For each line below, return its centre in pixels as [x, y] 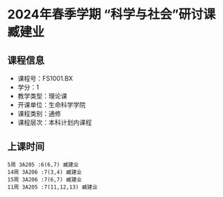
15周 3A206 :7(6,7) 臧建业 [45, 179]
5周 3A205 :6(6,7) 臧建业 [43, 165]
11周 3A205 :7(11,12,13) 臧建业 [53, 187]
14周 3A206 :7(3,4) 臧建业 [45, 172]
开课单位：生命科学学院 [51, 105]
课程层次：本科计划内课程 [55, 122]
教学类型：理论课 [42, 96]
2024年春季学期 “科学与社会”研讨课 [111, 14]
